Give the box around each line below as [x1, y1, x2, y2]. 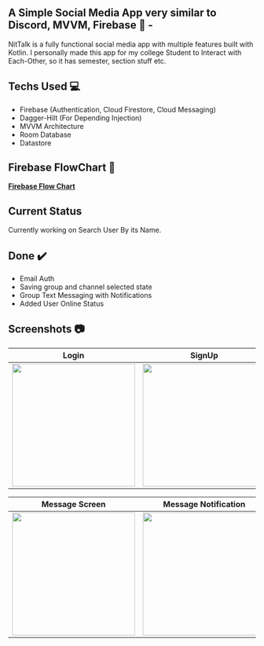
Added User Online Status [19, 299, 104, 309]
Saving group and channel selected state [19, 282, 152, 292]
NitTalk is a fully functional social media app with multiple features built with [8, 39, 254, 49]
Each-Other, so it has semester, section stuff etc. [8, 56, 167, 65]
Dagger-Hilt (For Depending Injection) [19, 113, 142, 123]
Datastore [19, 138, 52, 148]
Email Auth [19, 274, 55, 284]
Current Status [8, 204, 82, 218]
